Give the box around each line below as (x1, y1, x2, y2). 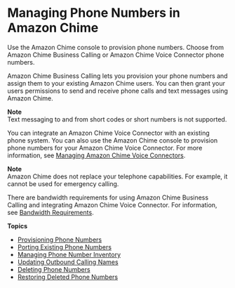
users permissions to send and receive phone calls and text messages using (7, 86, 228, 95)
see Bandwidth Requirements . (7, 208, 94, 216)
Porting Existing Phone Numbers (17, 242, 112, 251)
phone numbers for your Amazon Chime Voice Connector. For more (7, 143, 203, 152)
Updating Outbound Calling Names (17, 258, 119, 266)
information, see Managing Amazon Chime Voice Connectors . (7, 151, 186, 159)
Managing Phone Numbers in (7, 5, 180, 21)
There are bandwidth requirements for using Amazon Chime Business (7, 193, 209, 202)
